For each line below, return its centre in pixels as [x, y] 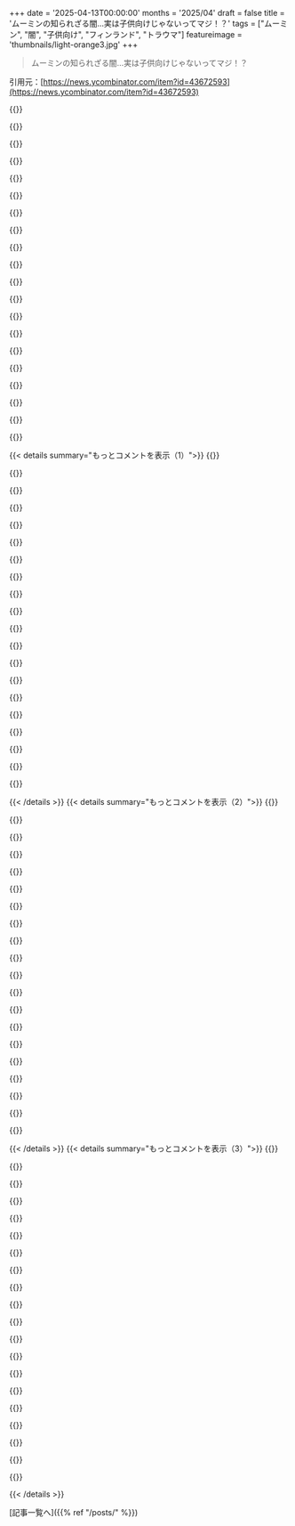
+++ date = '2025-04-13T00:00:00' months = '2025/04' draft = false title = [147, 13]
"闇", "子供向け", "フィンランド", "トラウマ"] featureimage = [133, 34]
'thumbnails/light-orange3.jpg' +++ [74, 45]
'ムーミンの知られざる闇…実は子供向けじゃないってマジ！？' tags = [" [137, 23]
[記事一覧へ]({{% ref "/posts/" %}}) [74, 1512]
